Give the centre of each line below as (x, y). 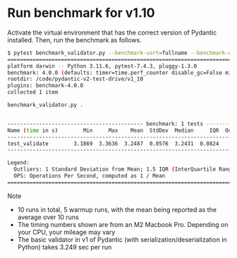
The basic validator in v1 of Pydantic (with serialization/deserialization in (122, 239)
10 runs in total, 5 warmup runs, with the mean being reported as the (117, 209)
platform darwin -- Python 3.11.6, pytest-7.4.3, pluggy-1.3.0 (102, 66)
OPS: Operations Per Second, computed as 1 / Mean (90, 176)
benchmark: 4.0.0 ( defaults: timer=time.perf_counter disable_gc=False (115, 73)
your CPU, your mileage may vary (66, 232)
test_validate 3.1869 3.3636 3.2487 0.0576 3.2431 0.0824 (113, 143)
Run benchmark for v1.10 (81, 13)
